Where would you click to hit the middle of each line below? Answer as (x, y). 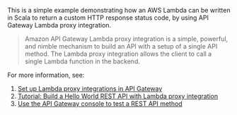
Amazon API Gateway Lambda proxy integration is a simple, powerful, (126, 39)
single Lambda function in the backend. (82, 61)
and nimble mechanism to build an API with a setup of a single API (121, 46)
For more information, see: (46, 75)
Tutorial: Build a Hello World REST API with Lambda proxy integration (118, 96)
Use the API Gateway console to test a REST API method (100, 104)
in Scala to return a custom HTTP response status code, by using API (108, 18)
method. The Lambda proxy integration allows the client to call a (118, 54)
